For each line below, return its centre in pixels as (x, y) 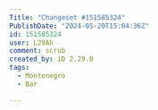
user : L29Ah (31, 42)
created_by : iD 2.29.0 (51, 59)
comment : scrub (37, 51)
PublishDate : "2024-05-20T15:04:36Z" (79, 26)
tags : (19, 68)
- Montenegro (42, 76)
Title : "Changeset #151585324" (67, 17)
